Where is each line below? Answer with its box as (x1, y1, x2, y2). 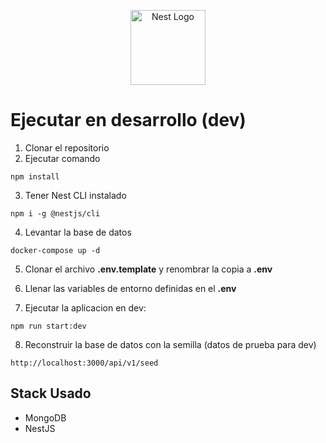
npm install (10, 171, 60, 182)
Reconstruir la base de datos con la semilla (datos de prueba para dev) (24, 338, 317, 350)
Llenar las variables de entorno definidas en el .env (24, 282, 237, 294)
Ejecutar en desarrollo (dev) (10, 109, 247, 132)
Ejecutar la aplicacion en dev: (24, 301, 147, 314)
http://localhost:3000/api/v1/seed (10, 358, 159, 368)
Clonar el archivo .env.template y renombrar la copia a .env (24, 263, 273, 275)
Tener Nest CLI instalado (24, 189, 127, 201)
